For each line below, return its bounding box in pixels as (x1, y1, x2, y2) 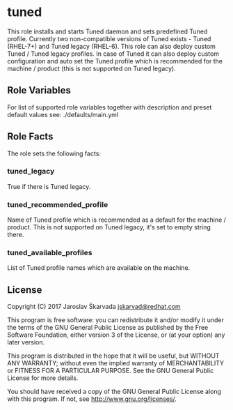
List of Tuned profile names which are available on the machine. (7, 264, 191, 272)
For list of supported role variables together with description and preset (7, 102, 212, 112)
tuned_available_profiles (7, 248, 93, 258)
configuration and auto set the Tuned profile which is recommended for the (7, 56, 223, 65)
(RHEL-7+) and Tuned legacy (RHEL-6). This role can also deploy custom (7, 42, 216, 50)
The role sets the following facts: (7, 149, 102, 158)
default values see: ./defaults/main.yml (7, 110, 119, 119)
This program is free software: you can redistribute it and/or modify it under (7, 316, 224, 324)
